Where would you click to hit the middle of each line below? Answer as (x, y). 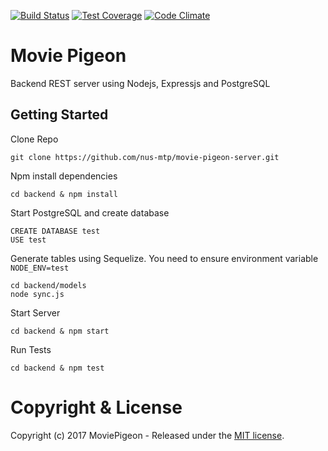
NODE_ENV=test (40, 268)
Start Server (35, 312)
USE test (28, 240)
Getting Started (59, 115)
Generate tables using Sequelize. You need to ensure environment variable (164, 258)
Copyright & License (96, 407)
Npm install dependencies (64, 176)
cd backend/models (48, 285)
